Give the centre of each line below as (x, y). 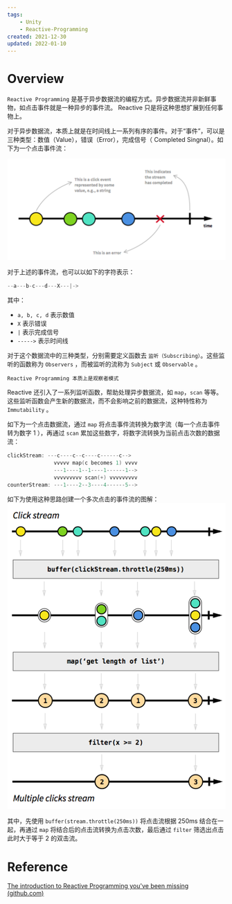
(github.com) (26, 894)
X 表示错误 (32, 324)
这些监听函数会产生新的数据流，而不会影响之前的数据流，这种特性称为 (107, 401)
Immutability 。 (30, 410)
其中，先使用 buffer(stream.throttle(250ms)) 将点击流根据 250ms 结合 (109, 821)
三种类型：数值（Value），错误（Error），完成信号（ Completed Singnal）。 (113, 140)
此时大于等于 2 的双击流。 (44, 838)
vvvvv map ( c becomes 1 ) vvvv (96, 463)
